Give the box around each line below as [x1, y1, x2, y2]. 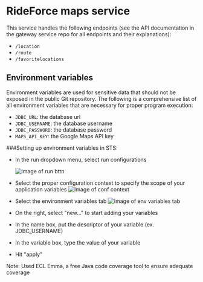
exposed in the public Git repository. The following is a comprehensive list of [6, 95, 197, 102]
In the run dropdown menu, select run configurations [14, 156, 147, 163]
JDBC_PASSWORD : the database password [14, 126, 112, 133]
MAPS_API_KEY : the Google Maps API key [14, 132, 114, 139]
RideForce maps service [6, 4, 130, 18]
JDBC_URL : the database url [14, 113, 81, 120]
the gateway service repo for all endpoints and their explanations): [6, 30, 172, 37]
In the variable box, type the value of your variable [14, 239, 141, 246]
